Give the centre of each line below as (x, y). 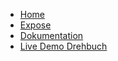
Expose (35, 25)
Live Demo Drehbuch (63, 46)
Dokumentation (51, 35)
